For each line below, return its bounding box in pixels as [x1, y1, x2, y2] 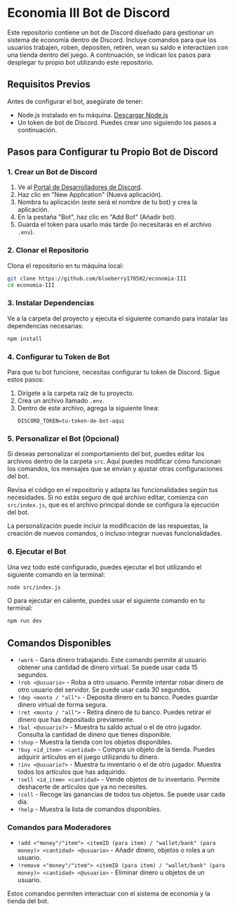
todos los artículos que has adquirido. [17, 768, 127, 776]
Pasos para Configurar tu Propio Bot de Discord [7, 146, 219, 158]
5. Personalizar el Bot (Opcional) [7, 434, 120, 444]
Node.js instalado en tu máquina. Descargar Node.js [17, 110, 168, 119]
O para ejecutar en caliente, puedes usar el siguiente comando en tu [7, 596, 206, 605]
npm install [7, 335, 42, 342]
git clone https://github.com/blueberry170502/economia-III [7, 275, 187, 282]
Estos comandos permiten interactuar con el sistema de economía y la [7, 889, 210, 898]
